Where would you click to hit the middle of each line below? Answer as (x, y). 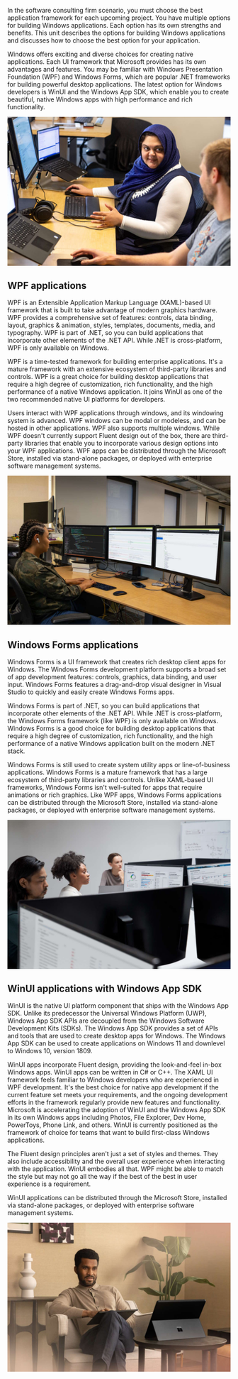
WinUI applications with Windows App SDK (105, 989)
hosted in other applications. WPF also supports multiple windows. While (114, 428)
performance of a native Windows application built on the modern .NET (111, 743)
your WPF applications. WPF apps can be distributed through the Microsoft (117, 451)
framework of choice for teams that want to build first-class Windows (109, 1133)
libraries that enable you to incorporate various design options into (121, 444)
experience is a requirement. (49, 1184)
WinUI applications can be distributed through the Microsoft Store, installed (117, 1198)
